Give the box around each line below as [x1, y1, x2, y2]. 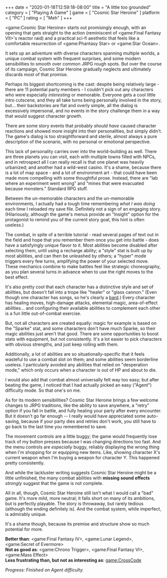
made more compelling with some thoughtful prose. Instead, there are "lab [5, 175, 158, 181]
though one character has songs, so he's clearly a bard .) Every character [5, 295, 156, 300]
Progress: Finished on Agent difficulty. [5, 567, 84, 572]
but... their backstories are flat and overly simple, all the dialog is [5, 103, 138, 108]
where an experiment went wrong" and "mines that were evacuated [5, 180, 144, 186]
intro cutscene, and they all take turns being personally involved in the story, [5, 97, 162, 103]
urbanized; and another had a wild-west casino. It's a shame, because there [5, 165, 162, 170]
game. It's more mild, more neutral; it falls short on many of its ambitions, [5, 495, 156, 501]
